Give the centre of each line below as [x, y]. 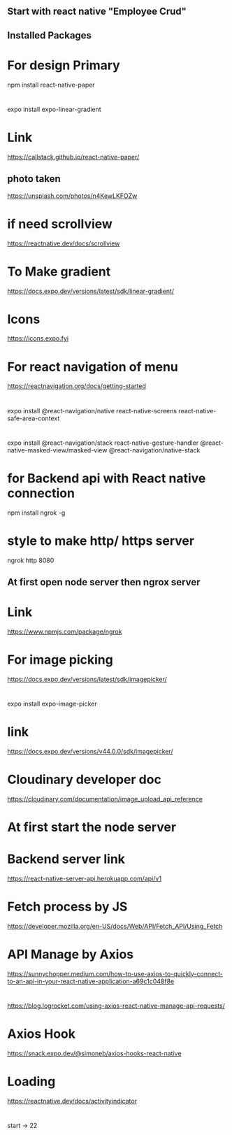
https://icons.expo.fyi [38, 338]
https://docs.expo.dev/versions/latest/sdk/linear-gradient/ [91, 291]
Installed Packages [50, 35]
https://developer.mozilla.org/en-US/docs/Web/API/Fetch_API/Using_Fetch [115, 927]
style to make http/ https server [101, 541]
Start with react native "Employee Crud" [97, 12]
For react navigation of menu [93, 367]
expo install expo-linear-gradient [54, 109]
